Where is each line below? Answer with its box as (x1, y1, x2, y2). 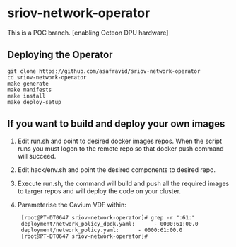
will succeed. (17, 151, 57, 160)
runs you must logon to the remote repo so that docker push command (17, 144, 224, 153)
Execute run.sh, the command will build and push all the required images (17, 179, 230, 188)
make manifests (7, 86, 52, 93)
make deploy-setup (7, 98, 61, 105)
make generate (7, 80, 49, 87)
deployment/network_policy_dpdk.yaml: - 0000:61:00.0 (20, 220, 199, 227)
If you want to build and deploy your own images (7, 118, 225, 130)
